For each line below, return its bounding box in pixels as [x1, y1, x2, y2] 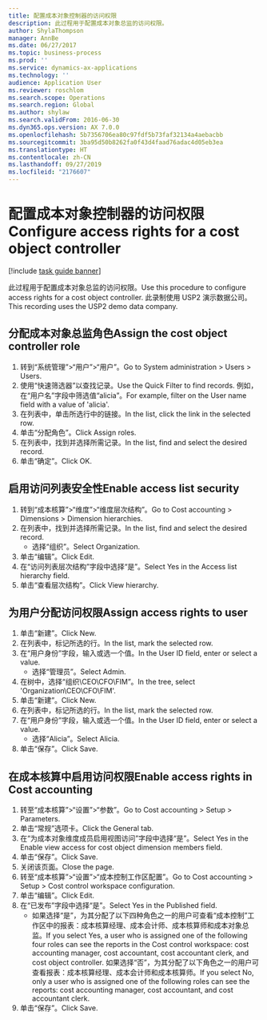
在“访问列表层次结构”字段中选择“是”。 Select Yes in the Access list [19, 561, 237, 571]
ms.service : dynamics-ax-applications [8, 64, 137, 72]
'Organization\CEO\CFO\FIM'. [19, 686, 116, 696]
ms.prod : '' [8, 57, 48, 65]
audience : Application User [8, 78, 102, 86]
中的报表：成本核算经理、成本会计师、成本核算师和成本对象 [46, 921, 242, 930]
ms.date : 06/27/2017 [8, 42, 78, 50]
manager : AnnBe [8, 34, 59, 42]
